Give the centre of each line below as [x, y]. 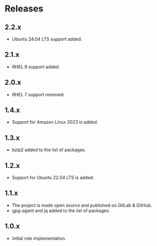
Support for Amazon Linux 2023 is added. [55, 122]
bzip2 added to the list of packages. [49, 150]
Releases [24, 9]
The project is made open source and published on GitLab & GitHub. [82, 205]
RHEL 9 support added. [36, 67]
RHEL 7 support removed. [38, 94]
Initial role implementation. [39, 238]
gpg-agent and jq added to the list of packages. [61, 211]
